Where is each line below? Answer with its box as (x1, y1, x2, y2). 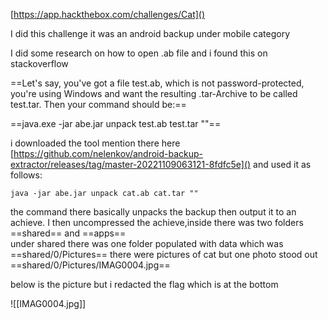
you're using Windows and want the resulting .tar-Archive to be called (10, 88, 298, 99)
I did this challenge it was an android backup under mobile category (10, 28, 291, 39)
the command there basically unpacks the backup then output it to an (10, 206, 297, 218)
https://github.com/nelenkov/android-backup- (13, 148, 204, 159)
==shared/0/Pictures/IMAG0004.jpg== (10, 259, 171, 271)
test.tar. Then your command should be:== (10, 99, 187, 110)
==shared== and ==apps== (10, 227, 127, 239)
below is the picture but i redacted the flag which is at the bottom (10, 279, 279, 290)
